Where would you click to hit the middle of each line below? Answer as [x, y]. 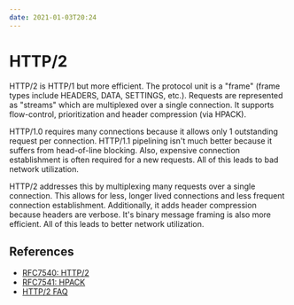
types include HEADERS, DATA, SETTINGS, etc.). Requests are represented [146, 95]
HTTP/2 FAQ [45, 292]
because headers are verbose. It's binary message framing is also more [140, 215]
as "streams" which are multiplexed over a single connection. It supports [142, 105]
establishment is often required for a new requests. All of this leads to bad [144, 160]
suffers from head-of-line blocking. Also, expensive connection [125, 150]
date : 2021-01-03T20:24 [53, 17]
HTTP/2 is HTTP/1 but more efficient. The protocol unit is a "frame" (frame [145, 86]
